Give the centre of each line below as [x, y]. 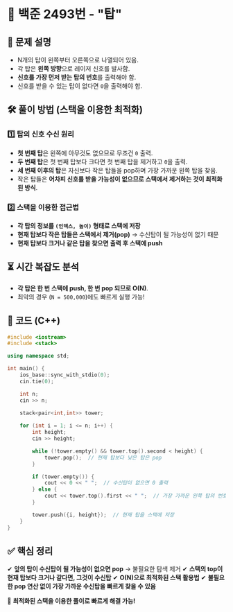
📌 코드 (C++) [34, 321]
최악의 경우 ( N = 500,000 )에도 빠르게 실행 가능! [81, 297]
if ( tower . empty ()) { [63, 477]
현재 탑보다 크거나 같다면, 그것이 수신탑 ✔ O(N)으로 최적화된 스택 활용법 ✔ [107, 578]
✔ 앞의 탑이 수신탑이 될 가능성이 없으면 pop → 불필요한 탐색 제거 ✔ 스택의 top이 [115, 569]
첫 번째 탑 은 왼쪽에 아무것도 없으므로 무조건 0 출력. [85, 152]
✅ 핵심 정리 [30, 551]
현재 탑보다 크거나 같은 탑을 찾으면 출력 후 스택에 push [90, 243]
